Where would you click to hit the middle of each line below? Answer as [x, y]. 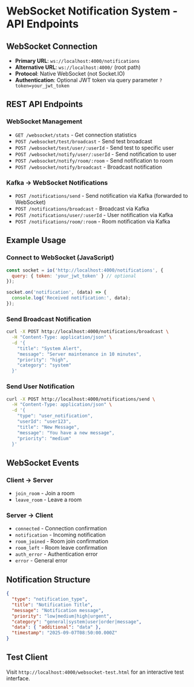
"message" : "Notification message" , [58, 610]
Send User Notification [40, 386]
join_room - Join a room [45, 493]
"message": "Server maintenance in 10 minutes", [79, 354]
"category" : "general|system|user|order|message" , [77, 622]
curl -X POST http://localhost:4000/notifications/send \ [81, 399]
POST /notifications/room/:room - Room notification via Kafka [92, 221]
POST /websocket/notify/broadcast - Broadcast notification [89, 167]
